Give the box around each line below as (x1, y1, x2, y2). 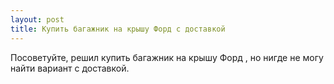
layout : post (10, 14, 65, 25)
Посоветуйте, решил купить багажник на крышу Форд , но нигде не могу (10, 51, 324, 63)
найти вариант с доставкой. (10, 62, 130, 74)
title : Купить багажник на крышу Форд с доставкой (10, 24, 226, 34)
